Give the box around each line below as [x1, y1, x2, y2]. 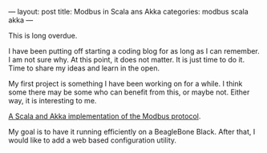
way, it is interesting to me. [8, 96, 97, 105]
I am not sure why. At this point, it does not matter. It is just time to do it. [8, 55, 245, 64]
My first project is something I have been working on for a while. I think [8, 79, 243, 88]
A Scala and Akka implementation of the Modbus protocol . [8, 111, 201, 121]
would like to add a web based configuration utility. [8, 135, 177, 145]
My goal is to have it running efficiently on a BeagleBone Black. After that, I [8, 127, 256, 136]
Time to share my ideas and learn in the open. [8, 63, 160, 73]
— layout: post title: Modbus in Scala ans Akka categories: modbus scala [8, 7, 249, 16]
